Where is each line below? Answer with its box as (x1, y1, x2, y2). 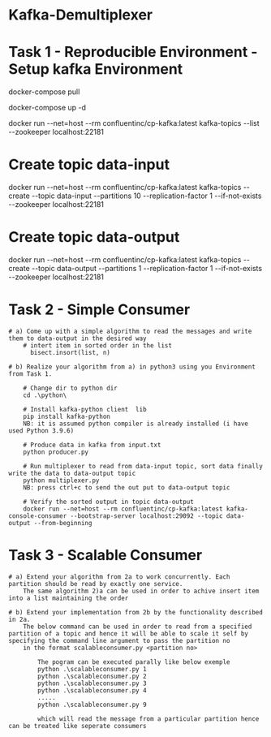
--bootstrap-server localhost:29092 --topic (70, 511, 223, 520)
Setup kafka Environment (8, 60, 183, 79)
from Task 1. (8, 369, 53, 378)
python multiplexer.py (23, 476, 100, 485)
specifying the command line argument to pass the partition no (8, 636, 230, 644)
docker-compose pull (8, 87, 80, 97)
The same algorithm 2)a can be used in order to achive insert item (23, 587, 260, 595)
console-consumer (8, 511, 67, 520)
